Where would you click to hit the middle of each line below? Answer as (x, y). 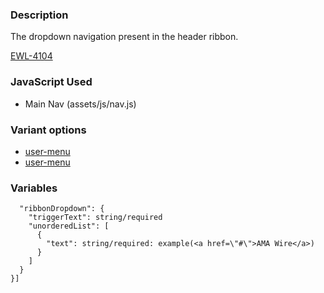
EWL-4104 (31, 56)
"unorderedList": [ (69, 226)
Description (39, 15)
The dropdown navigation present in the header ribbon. (124, 37)
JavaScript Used (51, 82)
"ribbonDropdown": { (62, 209)
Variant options (48, 130)
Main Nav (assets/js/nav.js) (80, 104)
